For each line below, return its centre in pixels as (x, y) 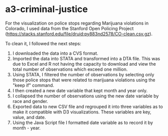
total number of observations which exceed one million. (70, 69)
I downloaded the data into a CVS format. (55, 53)
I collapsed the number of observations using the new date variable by (86, 96)
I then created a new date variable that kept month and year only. (80, 90)
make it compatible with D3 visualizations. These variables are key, (82, 112)
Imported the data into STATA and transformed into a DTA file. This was (86, 58)
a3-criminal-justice (47, 9)
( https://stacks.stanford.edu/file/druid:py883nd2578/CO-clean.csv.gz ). (79, 34)
